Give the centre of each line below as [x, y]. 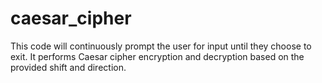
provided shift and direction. [68, 67]
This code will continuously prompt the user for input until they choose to [161, 46]
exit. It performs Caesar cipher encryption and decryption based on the [157, 56]
